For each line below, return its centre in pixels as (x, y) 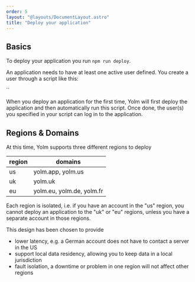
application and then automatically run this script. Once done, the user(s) (95, 108)
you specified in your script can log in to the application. (74, 114)
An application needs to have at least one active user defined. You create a (97, 72)
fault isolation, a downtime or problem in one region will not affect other (102, 266)
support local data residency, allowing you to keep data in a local (93, 254)
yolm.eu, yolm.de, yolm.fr (68, 191)
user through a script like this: (42, 79)
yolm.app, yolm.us (58, 172)
